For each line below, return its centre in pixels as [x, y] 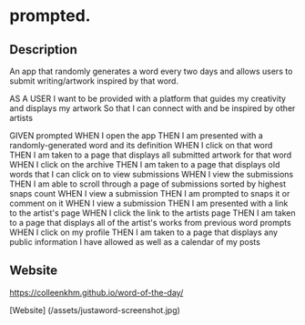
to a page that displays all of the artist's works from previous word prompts [150, 223]
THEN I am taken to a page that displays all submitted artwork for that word [151, 155]
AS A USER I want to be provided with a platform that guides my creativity [148, 98]
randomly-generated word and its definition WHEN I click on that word [141, 145]
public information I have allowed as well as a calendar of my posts [135, 242]
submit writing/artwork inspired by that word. [94, 81]
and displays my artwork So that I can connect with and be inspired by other [152, 108]
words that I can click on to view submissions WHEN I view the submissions [152, 174]
